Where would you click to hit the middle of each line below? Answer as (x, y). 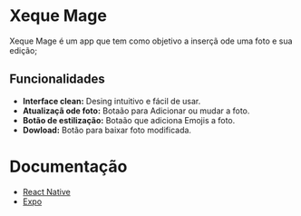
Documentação (68, 167)
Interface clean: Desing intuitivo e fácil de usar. (112, 101)
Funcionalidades (58, 79)
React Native (46, 191)
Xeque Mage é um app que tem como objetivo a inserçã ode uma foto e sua (151, 41)
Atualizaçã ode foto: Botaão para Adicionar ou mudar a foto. (136, 111)
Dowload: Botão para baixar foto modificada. (107, 130)
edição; (24, 50)
